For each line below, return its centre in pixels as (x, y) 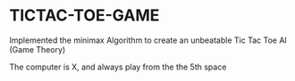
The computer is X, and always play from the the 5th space (118, 67)
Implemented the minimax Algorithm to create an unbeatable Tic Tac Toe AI (148, 40)
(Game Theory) (38, 49)
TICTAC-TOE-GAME (84, 16)
